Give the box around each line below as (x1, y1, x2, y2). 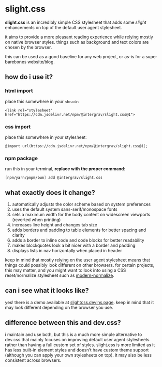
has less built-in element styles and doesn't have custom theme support (5, 347, 149, 352)
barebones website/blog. (5, 59, 55, 64)
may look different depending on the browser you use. (5, 304, 114, 310)
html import (5, 87, 33, 94)
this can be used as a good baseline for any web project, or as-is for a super (5, 53, 157, 59)
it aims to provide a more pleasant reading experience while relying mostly (5, 34, 153, 40)
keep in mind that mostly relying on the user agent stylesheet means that (5, 257, 150, 263)
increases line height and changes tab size (12, 222, 98, 228)
